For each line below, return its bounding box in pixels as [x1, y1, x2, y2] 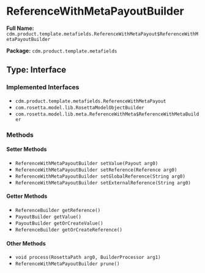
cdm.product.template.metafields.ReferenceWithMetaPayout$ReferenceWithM [6, 31, 199, 37]
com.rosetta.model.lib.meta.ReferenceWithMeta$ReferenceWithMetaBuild [15, 111, 199, 117]
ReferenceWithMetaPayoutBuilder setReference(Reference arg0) [15, 167, 177, 173]
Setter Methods [6, 145, 47, 153]
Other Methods [6, 239, 46, 247]
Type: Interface [6, 65, 67, 75]
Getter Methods [6, 192, 48, 200]
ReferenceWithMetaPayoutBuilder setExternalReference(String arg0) [15, 180, 191, 186]
